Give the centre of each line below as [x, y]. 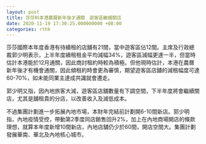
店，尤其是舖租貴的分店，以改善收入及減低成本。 [68, 99]
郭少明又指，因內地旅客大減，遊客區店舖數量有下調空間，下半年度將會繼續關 [103, 91]
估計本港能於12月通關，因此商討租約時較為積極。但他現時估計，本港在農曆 [101, 63]
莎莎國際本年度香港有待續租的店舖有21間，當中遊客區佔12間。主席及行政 [98, 47]
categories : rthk [29, 29]
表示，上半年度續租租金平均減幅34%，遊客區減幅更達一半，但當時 [112, 55]
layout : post [23, 12]
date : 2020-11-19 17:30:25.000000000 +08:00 [64, 23]
